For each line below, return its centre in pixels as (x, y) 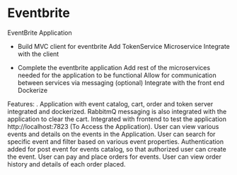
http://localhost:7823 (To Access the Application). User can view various (113, 126)
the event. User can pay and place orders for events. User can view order (114, 157)
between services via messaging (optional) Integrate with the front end (121, 82)
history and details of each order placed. (67, 164)
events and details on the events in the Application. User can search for (111, 134)
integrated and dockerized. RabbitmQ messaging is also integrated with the (117, 111)
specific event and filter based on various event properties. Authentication (116, 141)
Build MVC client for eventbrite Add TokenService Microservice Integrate (123, 46)
